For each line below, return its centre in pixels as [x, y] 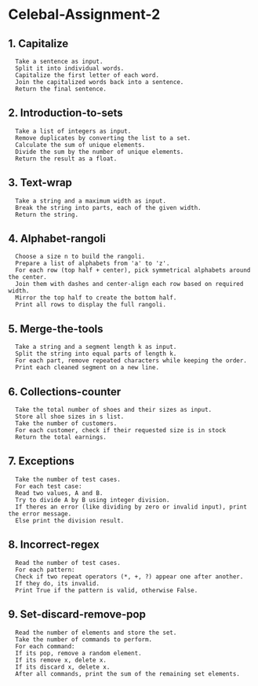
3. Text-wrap [40, 183]
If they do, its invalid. [58, 583]
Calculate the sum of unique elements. [80, 145]
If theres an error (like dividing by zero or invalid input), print [131, 507]
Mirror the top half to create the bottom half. [96, 298]
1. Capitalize [38, 44]
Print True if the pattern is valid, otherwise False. [107, 590]
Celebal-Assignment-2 [84, 15]
